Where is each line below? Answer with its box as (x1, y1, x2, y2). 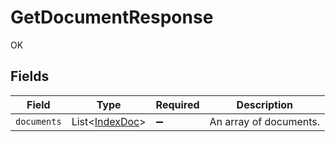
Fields (10, 68, 50, 85)
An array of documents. (209, 114, 321, 128)
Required (155, 97, 200, 111)
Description (236, 97, 294, 111)
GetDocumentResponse (10, 6, 214, 29)
